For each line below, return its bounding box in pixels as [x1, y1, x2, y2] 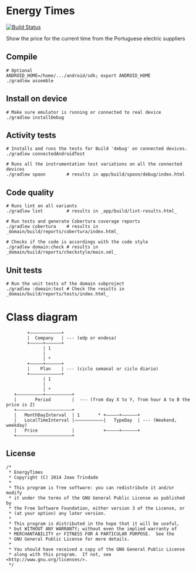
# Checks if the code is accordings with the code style [6, 239, 148, 245]
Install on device [6, 94, 67, 104]
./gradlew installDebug [6, 114, 65, 120]
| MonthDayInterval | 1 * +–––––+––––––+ [13, 412, 141, 418]
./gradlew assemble [6, 77, 54, 83]
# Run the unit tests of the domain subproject [6, 281, 125, 286]
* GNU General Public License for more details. [8, 536, 130, 542]
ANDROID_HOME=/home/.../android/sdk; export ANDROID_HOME [6, 72, 151, 79]
